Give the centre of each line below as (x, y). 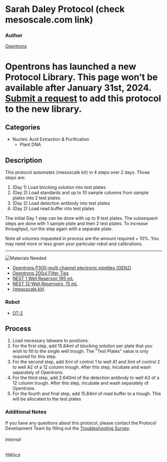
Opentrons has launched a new (71, 66)
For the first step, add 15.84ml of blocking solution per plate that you (82, 346)
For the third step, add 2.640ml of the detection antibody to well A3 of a (86, 378)
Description (24, 160)
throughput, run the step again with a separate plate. (59, 229)
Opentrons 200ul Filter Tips (41, 273)
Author (14, 35)
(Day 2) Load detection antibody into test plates (61, 203)
